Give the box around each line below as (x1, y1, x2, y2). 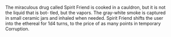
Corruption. (5, 26, 30, 32)
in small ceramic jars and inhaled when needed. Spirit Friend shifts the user (5, 15, 163, 21)
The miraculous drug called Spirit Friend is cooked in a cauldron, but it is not (5, 5, 166, 10)
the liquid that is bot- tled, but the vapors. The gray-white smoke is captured (5, 10, 166, 16)
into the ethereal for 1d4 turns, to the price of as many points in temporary (5, 20, 161, 26)
